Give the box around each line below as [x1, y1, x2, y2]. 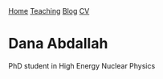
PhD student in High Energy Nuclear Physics [8, 60, 156, 70]
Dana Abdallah [8, 35, 108, 53]
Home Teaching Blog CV [8, 6, 90, 15]
